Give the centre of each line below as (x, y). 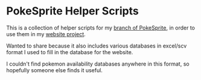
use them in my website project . (46, 34)
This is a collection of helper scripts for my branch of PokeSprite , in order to (101, 28)
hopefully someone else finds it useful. (54, 70)
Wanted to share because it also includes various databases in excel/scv (97, 46)
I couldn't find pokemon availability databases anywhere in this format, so (98, 64)
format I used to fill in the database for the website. (70, 52)
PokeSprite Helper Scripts (72, 11)
